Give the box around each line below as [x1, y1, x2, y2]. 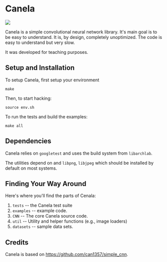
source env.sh [5, 105, 35, 110]
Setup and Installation [5, 63, 75, 72]
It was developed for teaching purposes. [5, 49, 89, 55]
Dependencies [5, 137, 51, 145]
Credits [5, 238, 29, 247]
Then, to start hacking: [5, 95, 52, 101]
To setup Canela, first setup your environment [5, 77, 100, 83]
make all [5, 123, 23, 128]
